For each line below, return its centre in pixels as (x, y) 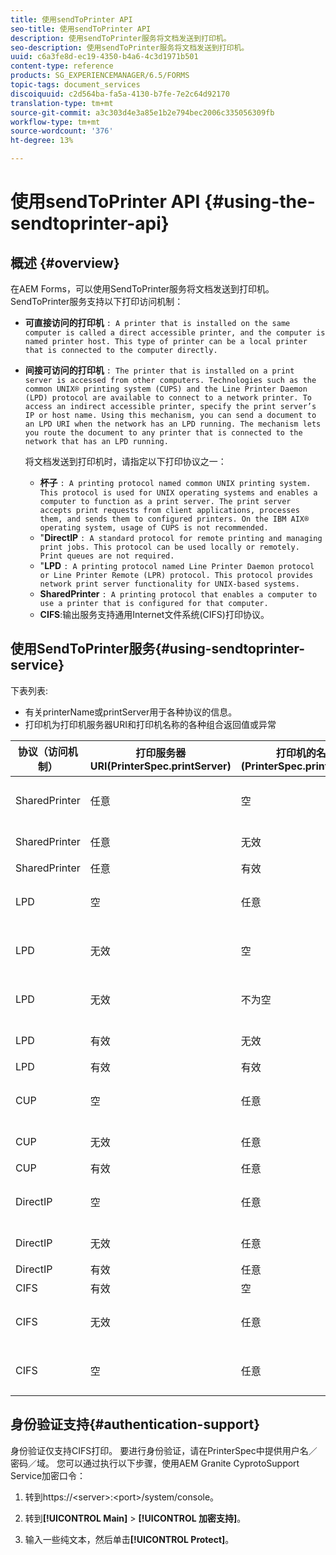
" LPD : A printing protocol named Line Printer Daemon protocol (177, 565)
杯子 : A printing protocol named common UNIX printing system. (175, 482)
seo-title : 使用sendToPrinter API (81, 29)
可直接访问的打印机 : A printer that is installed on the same (157, 322)
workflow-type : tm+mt (55, 122)
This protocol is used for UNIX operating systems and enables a (178, 493)
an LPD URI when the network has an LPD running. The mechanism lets (173, 424)
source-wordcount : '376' (62, 131)
